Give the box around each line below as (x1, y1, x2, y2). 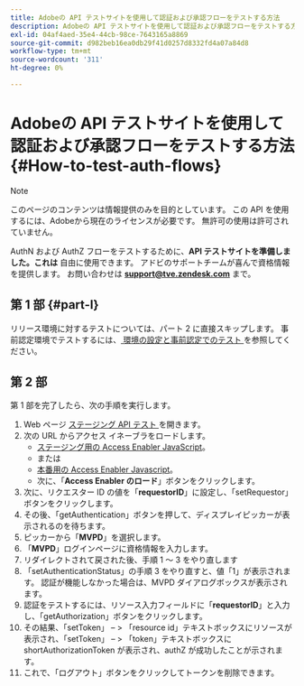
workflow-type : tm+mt (10, 47, 92, 56)
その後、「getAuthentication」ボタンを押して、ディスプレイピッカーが (23, 509, 282, 520)
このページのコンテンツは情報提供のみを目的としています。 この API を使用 (10, 204, 290, 215)
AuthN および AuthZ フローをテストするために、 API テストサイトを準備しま (10, 246, 291, 256)
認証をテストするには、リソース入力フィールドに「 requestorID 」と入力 (23, 599, 290, 610)
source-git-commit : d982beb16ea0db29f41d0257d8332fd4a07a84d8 (10, 38, 249, 48)
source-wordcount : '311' (10, 55, 104, 64)
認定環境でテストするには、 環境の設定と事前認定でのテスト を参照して (17, 334, 283, 345)
